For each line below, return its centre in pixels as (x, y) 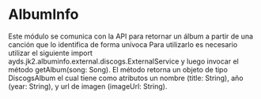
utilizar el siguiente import (51, 53)
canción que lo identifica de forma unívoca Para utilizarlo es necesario (123, 44)
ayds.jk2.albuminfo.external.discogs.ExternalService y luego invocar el (123, 61)
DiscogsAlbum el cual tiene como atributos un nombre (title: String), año (126, 78)
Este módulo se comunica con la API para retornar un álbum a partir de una (131, 36)
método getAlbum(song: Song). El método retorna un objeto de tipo (118, 69)
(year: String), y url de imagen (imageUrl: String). (88, 86)
